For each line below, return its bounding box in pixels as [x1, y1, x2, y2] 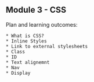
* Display [5, 70, 31, 76]
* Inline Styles [5, 38, 47, 44]
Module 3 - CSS [5, 5, 67, 15]
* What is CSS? [5, 33, 45, 39]
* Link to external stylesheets [5, 43, 88, 49]
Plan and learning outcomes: [5, 21, 78, 28]
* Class [5, 49, 26, 55]
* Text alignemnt [5, 59, 50, 66]
